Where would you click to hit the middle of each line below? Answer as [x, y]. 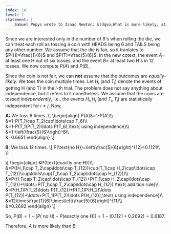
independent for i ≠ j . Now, [34, 105]
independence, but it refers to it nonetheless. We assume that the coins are [84, 94]
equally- [157, 76]
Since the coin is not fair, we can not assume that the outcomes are [76, 76]
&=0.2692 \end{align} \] [30, 206]
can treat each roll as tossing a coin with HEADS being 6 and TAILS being [83, 45]
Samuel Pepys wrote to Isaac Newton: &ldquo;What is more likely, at [90, 24]
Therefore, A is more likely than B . [41, 226]
